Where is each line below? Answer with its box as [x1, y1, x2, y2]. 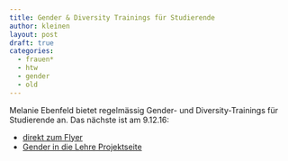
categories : [9, 47, 54, 56]
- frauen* [17, 55, 54, 64]
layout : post [9, 30, 58, 39]
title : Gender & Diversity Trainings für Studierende [9, 13, 216, 22]
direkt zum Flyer [22, 131, 84, 142]
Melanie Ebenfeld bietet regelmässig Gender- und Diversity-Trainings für [9, 104, 279, 115]
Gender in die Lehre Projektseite [22, 141, 142, 152]
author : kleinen [9, 22, 70, 31]
